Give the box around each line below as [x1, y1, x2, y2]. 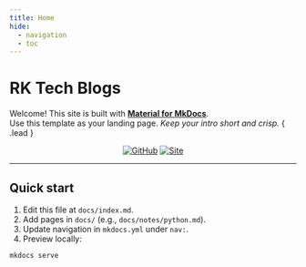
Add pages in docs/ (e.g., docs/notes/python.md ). [22, 214, 207, 224]
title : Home [9, 13, 55, 23]
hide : [9, 22, 30, 31]
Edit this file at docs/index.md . [22, 204, 134, 215]
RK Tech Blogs [9, 78, 121, 98]
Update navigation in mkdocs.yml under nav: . [22, 224, 189, 234]
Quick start [9, 180, 75, 196]
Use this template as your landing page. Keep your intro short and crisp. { [9, 118, 285, 128]
